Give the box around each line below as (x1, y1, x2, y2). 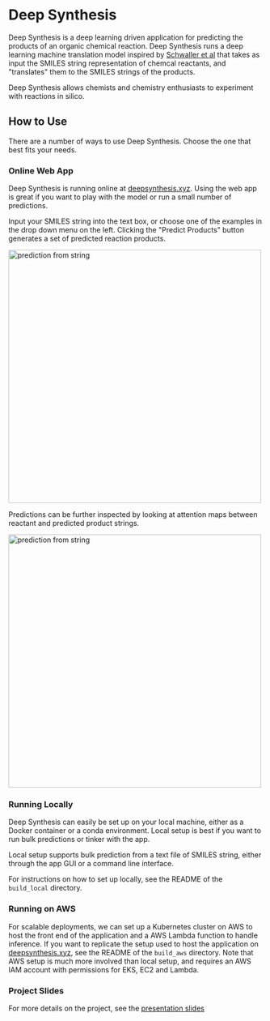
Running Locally (8, 798, 74, 810)
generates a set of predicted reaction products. (8, 233, 166, 244)
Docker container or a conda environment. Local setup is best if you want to (8, 826, 261, 835)
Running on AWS (8, 904, 76, 915)
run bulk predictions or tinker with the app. (8, 835, 150, 844)
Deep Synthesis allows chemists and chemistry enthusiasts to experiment (8, 83, 254, 92)
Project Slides (8, 985, 65, 996)
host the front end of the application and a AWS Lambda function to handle (8, 930, 259, 940)
